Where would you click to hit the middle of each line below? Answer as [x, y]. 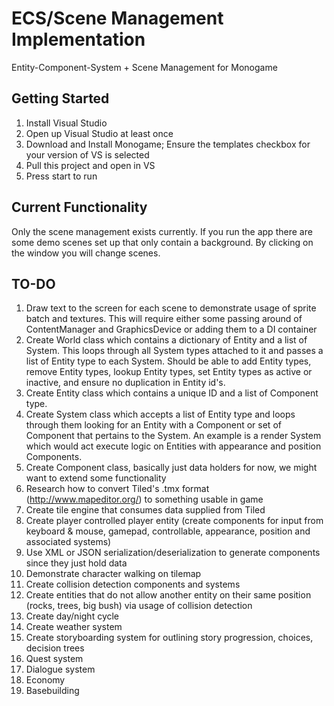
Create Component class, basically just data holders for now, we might [171, 468]
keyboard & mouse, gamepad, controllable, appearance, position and [168, 531]
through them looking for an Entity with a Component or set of [153, 425]
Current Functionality [79, 207]
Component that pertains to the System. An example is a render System [173, 436]
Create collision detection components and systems [133, 584]
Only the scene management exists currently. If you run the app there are [162, 231]
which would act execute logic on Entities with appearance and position [173, 446]
